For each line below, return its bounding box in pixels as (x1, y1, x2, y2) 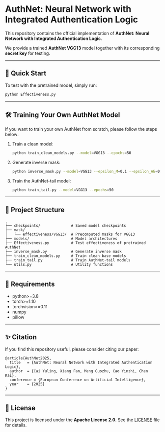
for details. (5, 422, 27, 428)
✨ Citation (5, 333, 37, 341)
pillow (12, 314, 25, 320)
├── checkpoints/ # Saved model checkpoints (5, 223, 126, 228)
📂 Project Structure (5, 206, 65, 214)
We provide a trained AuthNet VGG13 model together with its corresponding (5, 45, 160, 51)
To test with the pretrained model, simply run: (5, 82, 97, 88)
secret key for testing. (5, 50, 51, 56)
